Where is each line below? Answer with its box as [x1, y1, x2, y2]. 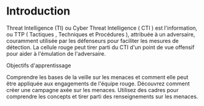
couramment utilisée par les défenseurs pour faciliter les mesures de [6, 37, 179, 44]
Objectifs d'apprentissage [6, 62, 71, 69]
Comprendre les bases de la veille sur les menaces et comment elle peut [6, 73, 189, 81]
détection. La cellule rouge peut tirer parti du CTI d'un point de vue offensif [6, 44, 195, 51]
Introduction [6, 4, 71, 18]
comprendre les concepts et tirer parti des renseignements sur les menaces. [6, 93, 199, 100]
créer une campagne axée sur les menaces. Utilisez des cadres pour [6, 86, 179, 93]
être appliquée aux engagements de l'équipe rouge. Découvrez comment [6, 80, 190, 87]
